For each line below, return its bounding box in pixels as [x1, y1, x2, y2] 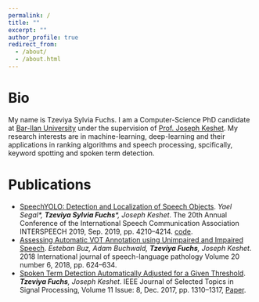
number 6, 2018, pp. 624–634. [19, 260, 117, 269]
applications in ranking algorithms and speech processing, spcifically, [8, 140, 233, 149]
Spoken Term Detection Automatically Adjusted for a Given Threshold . [19, 268, 246, 278]
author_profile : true [8, 33, 79, 42]
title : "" [8, 19, 41, 27]
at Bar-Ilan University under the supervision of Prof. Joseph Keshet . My [8, 123, 239, 133]
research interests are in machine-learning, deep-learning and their [8, 131, 225, 141]
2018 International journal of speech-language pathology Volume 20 [19, 252, 240, 261]
